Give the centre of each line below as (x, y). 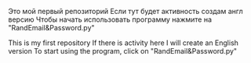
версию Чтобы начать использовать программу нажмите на (110, 19)
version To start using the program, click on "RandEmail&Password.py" (123, 51)
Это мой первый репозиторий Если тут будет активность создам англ (125, 11)
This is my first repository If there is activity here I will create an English (124, 43)
